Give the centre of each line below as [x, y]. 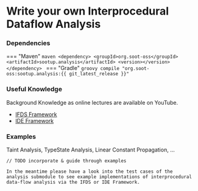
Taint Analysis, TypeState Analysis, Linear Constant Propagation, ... [90, 150]
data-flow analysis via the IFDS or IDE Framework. [73, 182]
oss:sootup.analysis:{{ [37, 74]
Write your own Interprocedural [88, 11]
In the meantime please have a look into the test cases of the [90, 172]
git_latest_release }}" [99, 74]
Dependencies [28, 43]
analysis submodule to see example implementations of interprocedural [99, 177]
